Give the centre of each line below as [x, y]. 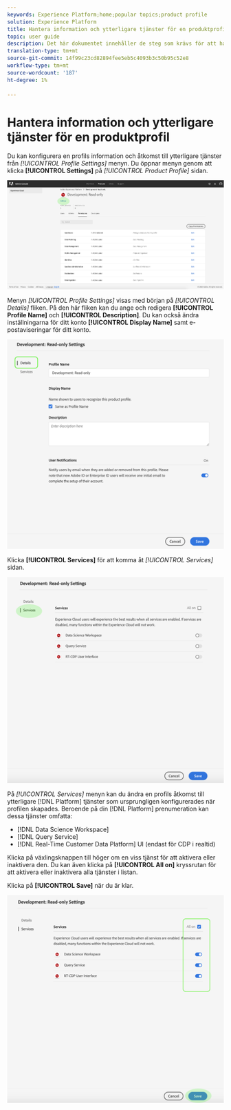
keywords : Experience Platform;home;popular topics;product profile [107, 14]
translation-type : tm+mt [43, 51]
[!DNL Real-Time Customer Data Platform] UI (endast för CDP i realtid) [116, 844]
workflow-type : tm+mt [38, 66]
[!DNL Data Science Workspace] [63, 829]
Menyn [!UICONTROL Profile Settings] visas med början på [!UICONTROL [111, 300]
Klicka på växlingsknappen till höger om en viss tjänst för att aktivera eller [111, 857]
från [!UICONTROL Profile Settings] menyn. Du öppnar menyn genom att [110, 163]
